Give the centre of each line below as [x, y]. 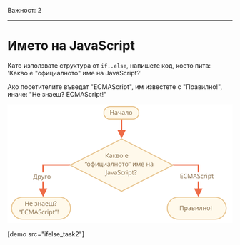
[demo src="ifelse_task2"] [46, 234]
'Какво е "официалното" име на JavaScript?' [75, 73]
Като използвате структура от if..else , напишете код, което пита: [109, 65]
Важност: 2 [25, 10]
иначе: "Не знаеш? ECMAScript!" [57, 94]
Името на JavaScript [71, 46]
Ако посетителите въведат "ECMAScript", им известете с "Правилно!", [115, 87]
